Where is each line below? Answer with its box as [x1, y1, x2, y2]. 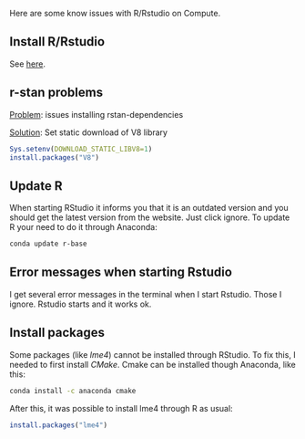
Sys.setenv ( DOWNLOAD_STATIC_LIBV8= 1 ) [9, 144, 153, 153]
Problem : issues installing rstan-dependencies [9, 109, 184, 120]
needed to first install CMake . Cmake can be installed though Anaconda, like [9, 359, 296, 370]
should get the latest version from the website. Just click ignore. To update [9, 212, 290, 223]
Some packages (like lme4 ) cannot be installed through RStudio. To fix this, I [9, 349, 296, 360]
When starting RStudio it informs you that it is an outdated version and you [9, 203, 289, 214]
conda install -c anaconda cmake [9, 386, 137, 395]
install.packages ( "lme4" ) [9, 420, 107, 430]
